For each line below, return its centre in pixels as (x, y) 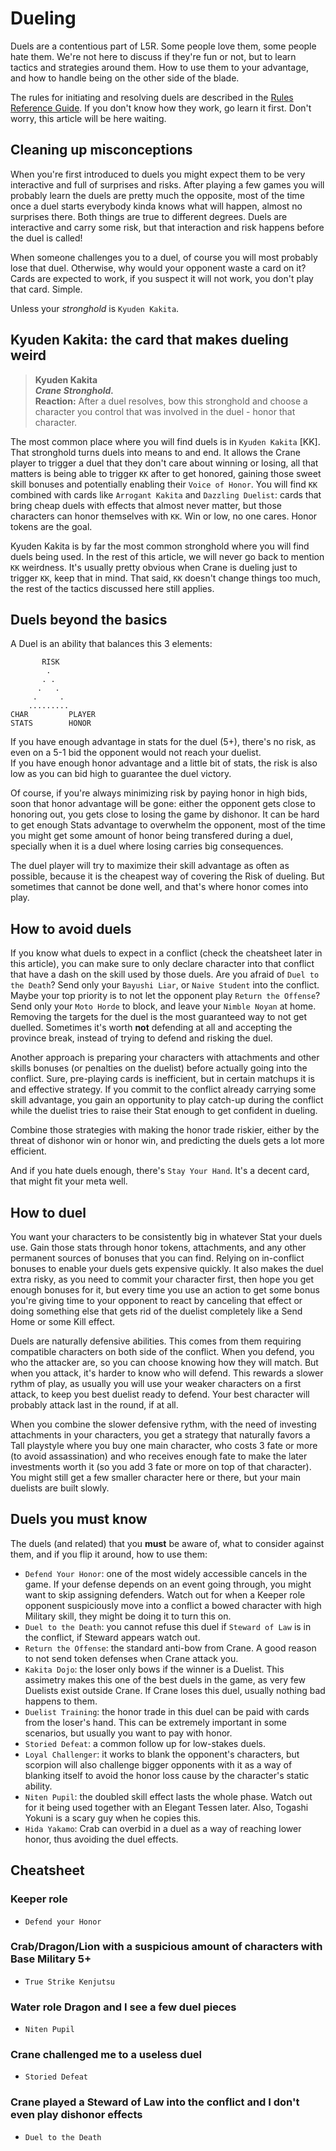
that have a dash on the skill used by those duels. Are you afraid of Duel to (165, 974)
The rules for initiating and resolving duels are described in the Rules (152, 97)
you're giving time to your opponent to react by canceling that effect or (156, 1300)
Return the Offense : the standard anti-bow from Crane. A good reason (170, 1648)
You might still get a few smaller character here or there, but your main (156, 1477)
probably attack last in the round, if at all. (94, 1405)
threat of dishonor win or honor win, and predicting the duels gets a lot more (167, 1141)
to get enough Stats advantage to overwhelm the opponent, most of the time (168, 825)
